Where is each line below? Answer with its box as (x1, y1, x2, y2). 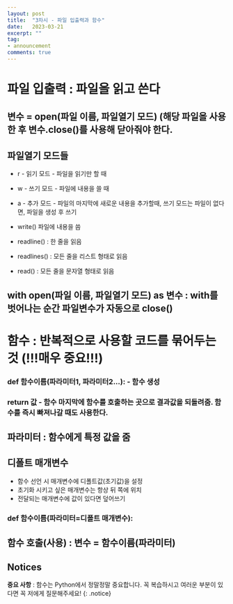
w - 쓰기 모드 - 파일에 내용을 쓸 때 (17, 184, 110, 193)
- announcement (7, 42, 51, 49)
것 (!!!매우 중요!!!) (7, 350, 103, 366)
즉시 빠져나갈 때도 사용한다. (22, 408, 109, 418)
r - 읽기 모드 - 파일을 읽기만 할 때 (17, 170, 107, 178)
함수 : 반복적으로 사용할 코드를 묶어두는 (7, 333, 217, 349)
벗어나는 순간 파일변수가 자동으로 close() (7, 302, 173, 314)
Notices (7, 561, 42, 573)
